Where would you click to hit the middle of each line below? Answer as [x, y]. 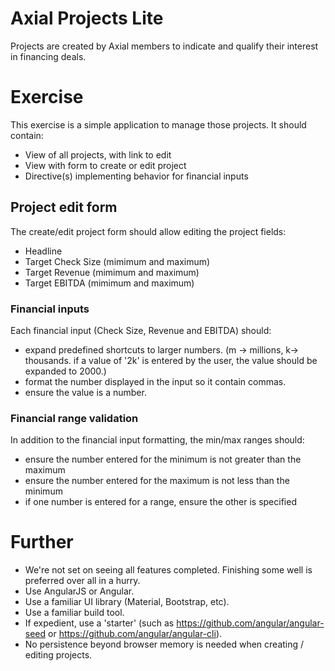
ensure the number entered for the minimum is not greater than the [163, 459]
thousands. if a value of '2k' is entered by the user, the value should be [171, 360]
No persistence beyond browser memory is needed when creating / [164, 644]
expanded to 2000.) [65, 371]
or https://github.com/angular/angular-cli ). [135, 634]
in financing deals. [48, 56]
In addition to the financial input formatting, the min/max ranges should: [157, 440]
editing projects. [58, 655]
